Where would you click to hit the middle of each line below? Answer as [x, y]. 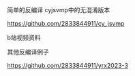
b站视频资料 [24, 37]
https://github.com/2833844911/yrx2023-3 [67, 65]
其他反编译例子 [28, 52]
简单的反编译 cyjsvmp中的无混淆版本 [59, 10]
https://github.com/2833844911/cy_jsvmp [66, 23]
